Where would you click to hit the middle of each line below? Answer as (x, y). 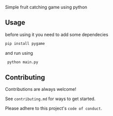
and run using (19, 53)
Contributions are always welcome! (41, 89)
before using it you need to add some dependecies (57, 35)
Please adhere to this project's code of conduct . (54, 109)
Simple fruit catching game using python (46, 7)
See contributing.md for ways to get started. (50, 99)
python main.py (23, 62)
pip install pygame (25, 43)
